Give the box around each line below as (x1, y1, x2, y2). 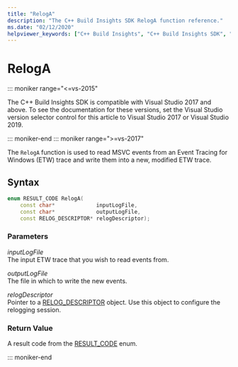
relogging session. (7, 305, 62, 314)
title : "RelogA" (7, 10, 55, 18)
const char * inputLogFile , (20, 202, 138, 209)
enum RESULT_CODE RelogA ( (7, 195, 84, 202)
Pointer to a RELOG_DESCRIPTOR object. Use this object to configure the (7, 297, 221, 306)
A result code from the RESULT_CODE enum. (7, 339, 138, 348)
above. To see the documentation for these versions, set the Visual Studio (7, 106, 223, 114)
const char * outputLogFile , (20, 208, 141, 215)
